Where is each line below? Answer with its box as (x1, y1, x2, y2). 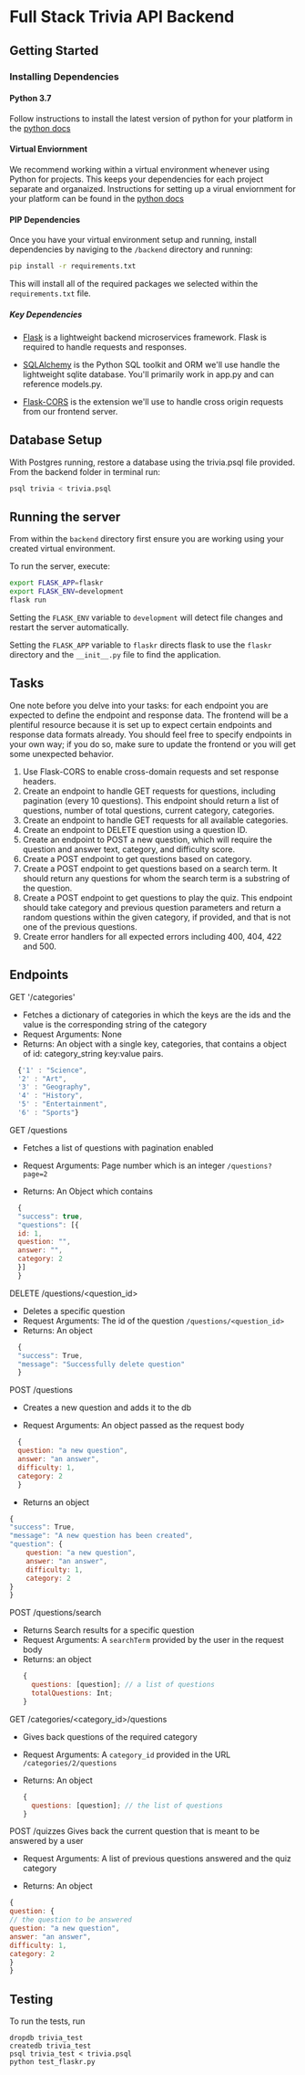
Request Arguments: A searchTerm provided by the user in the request (22, 1635, 284, 1646)
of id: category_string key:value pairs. (22, 1048, 164, 1059)
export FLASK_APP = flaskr (9, 578, 104, 588)
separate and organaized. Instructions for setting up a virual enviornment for (9, 183, 296, 194)
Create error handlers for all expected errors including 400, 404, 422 (22, 931, 282, 942)
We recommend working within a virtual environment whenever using (9, 163, 270, 174)
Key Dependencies (9, 309, 83, 320)
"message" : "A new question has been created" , (9, 1532, 194, 1541)
